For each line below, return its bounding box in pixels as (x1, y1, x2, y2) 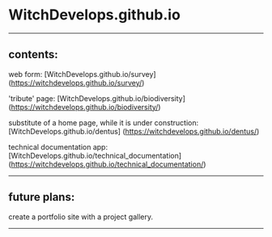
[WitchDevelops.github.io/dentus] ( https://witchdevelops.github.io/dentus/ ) (8, 126, 260, 136)
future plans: (8, 190, 75, 204)
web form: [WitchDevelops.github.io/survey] (8, 69, 156, 78)
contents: (8, 48, 58, 61)
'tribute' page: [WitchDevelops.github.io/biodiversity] (8, 93, 186, 103)
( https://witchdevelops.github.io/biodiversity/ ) (8, 102, 161, 112)
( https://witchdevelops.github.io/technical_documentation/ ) (8, 159, 206, 169)
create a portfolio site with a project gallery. (8, 212, 154, 222)
